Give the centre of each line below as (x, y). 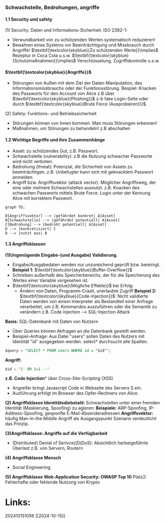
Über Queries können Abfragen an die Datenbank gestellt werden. (79, 331)
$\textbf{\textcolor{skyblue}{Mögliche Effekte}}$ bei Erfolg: (73, 285)
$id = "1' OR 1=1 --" (27, 369)
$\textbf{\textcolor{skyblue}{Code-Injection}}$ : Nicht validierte (84, 296)
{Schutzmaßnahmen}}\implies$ (44, 61)
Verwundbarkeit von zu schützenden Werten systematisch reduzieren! (84, 40)
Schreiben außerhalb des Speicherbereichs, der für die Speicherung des (86, 275)
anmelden (22, 177)
